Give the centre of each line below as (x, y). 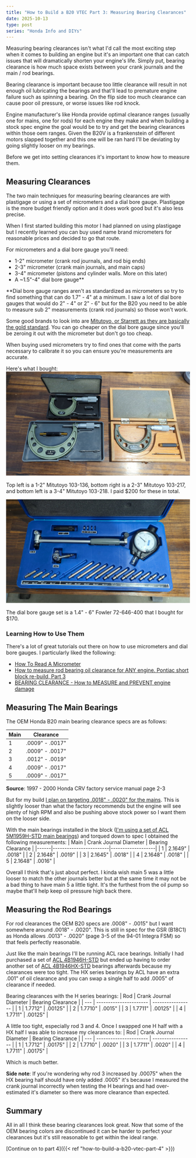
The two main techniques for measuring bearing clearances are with (88, 196)
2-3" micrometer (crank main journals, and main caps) (80, 267)
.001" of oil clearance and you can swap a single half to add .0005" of (90, 979)
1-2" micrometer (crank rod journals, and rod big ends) (80, 261)
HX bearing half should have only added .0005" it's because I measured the (97, 1080)
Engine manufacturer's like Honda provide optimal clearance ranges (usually (98, 115)
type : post (19, 25)
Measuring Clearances (48, 182)
